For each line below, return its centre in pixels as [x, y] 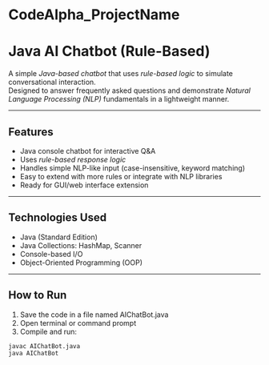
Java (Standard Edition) [59, 237]
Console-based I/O [51, 254]
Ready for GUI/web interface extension [84, 185]
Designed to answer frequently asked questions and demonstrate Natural [129, 90]
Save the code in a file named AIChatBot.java [94, 315]
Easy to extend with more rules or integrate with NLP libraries [121, 176]
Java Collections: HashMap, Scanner [81, 245]
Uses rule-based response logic [73, 159]
